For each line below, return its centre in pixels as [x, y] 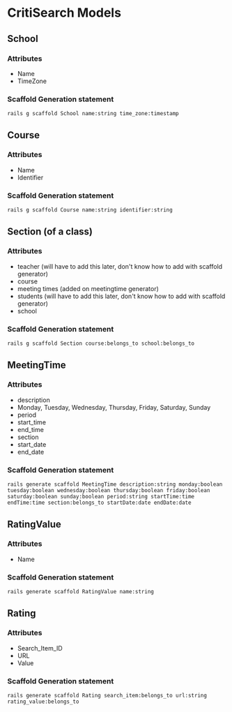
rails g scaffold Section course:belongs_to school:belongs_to [101, 343]
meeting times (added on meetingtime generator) [88, 288]
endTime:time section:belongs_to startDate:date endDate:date [99, 503]
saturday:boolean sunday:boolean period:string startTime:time [101, 497]
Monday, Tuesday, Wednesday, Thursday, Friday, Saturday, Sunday [114, 407]
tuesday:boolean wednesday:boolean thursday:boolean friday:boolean [109, 491]
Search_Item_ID [40, 648]
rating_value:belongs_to [43, 702]
